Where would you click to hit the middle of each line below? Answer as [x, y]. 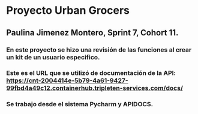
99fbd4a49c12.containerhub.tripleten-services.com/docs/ [94, 88]
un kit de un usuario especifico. [53, 57]
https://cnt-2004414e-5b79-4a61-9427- [67, 80]
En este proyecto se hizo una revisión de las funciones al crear [99, 50]
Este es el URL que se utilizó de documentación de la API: [91, 73]
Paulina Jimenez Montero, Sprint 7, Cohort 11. [92, 33]
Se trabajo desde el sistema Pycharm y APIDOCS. [80, 104]
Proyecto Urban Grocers [68, 10]
